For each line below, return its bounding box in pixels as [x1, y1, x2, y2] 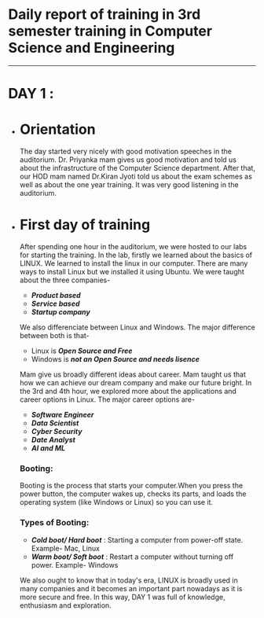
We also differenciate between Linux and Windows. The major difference [19, 322, 255, 332]
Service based [31, 299, 80, 308]
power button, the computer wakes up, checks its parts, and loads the [19, 489, 247, 498]
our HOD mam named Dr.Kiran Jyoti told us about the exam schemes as [19, 171, 253, 182]
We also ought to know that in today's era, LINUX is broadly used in [19, 576, 238, 585]
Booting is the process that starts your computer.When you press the [19, 481, 244, 491]
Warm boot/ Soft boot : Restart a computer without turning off [31, 552, 234, 561]
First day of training [19, 216, 151, 234]
